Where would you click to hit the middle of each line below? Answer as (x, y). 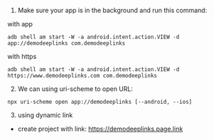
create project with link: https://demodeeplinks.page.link (100, 129)
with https (22, 56)
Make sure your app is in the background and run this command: (112, 10)
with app (20, 24)
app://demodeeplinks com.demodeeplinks (66, 43)
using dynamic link (45, 115)
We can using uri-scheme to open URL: (75, 89)
